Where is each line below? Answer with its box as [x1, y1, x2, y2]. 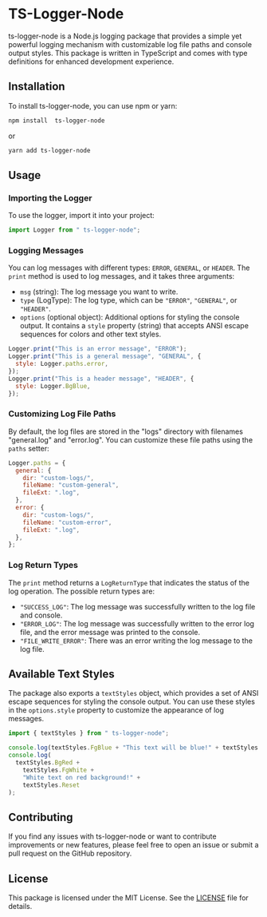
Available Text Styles [8, 667, 115, 681]
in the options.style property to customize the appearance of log [8, 705, 225, 715]
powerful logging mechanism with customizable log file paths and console [8, 39, 253, 49]
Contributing [8, 810, 73, 824]
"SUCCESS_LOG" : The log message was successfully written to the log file [19, 601, 256, 611]
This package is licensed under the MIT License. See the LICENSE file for [8, 893, 249, 903]
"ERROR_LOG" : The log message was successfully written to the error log [19, 618, 255, 628]
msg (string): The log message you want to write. [19, 287, 179, 296]
